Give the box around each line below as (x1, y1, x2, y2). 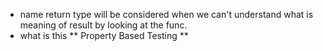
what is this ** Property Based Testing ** (19, 30, 189, 41)
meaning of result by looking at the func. (19, 19, 188, 31)
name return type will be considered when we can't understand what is (19, 9, 314, 20)
